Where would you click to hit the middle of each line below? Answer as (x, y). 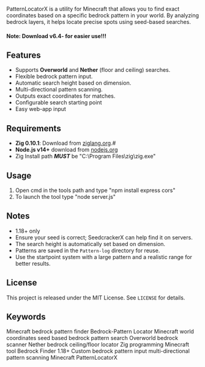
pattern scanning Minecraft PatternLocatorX (62, 358)
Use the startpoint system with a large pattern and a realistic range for (104, 257)
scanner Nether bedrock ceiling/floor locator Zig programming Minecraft (98, 345)
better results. (33, 263)
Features (24, 55)
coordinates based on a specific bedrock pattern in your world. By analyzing (103, 15)
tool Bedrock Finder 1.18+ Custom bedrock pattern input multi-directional (98, 351)
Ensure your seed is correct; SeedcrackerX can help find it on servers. (104, 237)
